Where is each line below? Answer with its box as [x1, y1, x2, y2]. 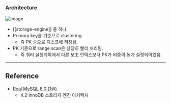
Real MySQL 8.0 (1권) [12, 86, 57, 92]
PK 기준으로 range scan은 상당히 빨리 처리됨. [12, 45, 103, 51]
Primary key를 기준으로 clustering [12, 33, 82, 39]
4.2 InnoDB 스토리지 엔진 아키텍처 [20, 92, 89, 98]
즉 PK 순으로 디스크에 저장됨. [20, 39, 78, 45]
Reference [5, 71, 39, 80]
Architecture [5, 4, 38, 11]
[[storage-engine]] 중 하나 [12, 26, 67, 32]
